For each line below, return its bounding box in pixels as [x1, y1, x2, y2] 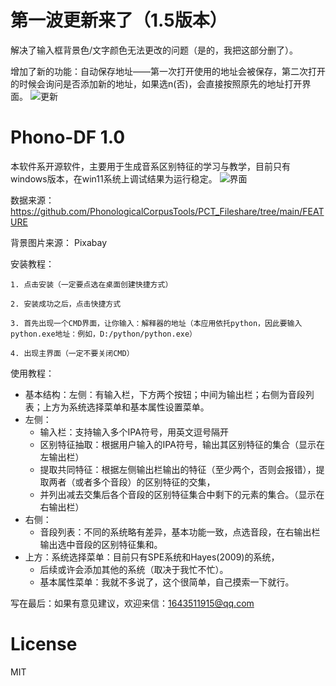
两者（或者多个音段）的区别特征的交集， [48, 476, 216, 488]
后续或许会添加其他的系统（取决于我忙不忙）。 [39, 563, 229, 575]
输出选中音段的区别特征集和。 [39, 538, 163, 550]
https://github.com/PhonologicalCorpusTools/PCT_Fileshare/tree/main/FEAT [10, 205, 325, 217]
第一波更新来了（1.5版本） [10, 9, 228, 32]
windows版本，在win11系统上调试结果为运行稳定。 [10, 172, 218, 185]
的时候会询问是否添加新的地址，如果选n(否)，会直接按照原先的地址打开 [10, 77, 303, 90]
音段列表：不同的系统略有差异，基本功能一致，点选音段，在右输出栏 [39, 526, 321, 538]
